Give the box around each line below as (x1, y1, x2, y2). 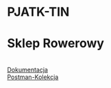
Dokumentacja (7, 66, 48, 74)
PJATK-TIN (7, 4, 70, 20)
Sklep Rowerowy (7, 36, 105, 52)
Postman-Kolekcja (7, 73, 59, 81)
